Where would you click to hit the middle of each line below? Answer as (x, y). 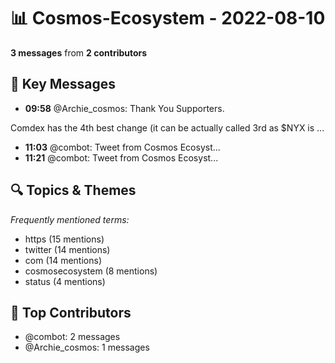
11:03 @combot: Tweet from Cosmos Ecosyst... (122, 147)
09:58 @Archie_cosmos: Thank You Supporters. (124, 108)
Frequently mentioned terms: (70, 219)
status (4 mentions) (65, 281)
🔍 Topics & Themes (73, 190)
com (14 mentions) (63, 260)
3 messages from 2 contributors (79, 52)
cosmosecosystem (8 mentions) (91, 271)
